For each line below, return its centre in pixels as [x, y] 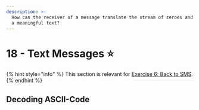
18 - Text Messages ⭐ [60, 54]
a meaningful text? [36, 23]
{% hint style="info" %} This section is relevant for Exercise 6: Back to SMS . [100, 74]
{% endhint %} [24, 81]
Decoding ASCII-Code [48, 99]
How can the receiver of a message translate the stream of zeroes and [102, 17]
